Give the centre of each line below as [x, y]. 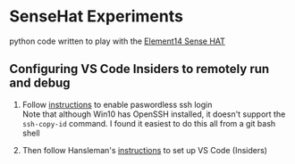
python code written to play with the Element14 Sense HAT [118, 41]
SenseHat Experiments [96, 16]
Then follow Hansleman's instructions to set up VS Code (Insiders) [145, 150]
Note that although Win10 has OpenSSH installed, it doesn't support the [154, 114]
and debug [40, 83]
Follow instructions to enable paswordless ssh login [117, 104]
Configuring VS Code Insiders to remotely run [139, 69]
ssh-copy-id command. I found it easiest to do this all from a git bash [149, 123]
